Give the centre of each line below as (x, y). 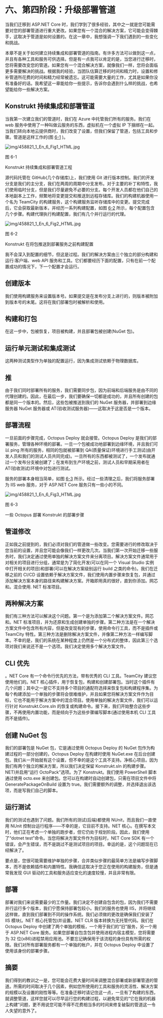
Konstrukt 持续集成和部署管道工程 (39, 167)
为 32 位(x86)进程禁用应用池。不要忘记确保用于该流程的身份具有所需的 (76, 938)
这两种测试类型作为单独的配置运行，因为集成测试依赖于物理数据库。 (73, 361)
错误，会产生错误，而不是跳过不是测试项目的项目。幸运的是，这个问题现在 (79, 844)
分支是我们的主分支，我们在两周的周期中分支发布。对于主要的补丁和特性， (79, 183)
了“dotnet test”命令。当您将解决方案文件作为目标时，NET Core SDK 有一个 (80, 838)
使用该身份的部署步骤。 (28, 950)
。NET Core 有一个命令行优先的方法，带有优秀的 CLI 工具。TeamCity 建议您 (81, 676)
